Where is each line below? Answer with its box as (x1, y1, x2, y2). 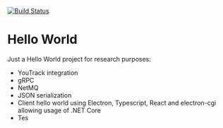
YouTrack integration (17, 68, 78, 77)
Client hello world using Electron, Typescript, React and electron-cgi (17, 98, 217, 107)
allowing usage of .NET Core (17, 106, 101, 115)
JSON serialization (17, 91, 72, 99)
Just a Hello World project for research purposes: (7, 54, 152, 63)
